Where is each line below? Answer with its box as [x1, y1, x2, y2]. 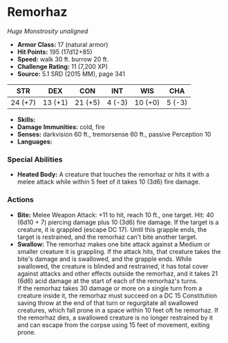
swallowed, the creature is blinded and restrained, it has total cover [17, 262, 209, 270]
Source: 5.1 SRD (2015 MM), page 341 [17, 70, 126, 78]
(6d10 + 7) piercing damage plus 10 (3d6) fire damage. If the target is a [17, 218, 219, 226]
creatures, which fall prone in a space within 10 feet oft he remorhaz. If [17, 306, 219, 314]
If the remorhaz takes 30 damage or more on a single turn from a [17, 284, 202, 292]
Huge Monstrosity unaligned [7, 27, 88, 35]
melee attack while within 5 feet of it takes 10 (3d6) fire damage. [17, 177, 200, 186]
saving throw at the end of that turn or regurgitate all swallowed [17, 298, 198, 307]
